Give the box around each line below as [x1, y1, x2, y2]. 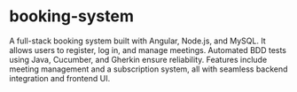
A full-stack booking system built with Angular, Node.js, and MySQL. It [9, 35, 266, 46]
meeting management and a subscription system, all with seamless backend [9, 64, 288, 74]
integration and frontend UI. [9, 73, 111, 83]
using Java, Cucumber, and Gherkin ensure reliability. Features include [9, 54, 268, 65]
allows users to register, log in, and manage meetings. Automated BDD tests [9, 44, 286, 55]
